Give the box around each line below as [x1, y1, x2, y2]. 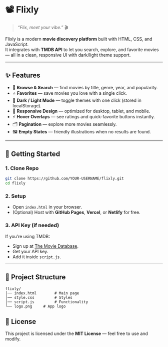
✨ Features [5, 71, 40, 80]
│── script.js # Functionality [5, 299, 88, 304]
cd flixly [5, 181, 26, 186]
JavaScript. [5, 41, 29, 47]
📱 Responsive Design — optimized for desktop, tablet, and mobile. [12, 108, 150, 114]
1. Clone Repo [5, 165, 39, 172]
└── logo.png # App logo [5, 304, 66, 309]
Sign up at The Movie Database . [12, 243, 79, 249]
